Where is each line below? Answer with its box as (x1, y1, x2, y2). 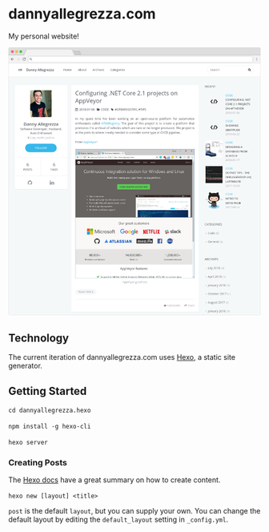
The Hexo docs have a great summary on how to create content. (8, 475, 221, 485)
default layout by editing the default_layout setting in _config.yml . (8, 514, 229, 525)
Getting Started (8, 384, 87, 397)
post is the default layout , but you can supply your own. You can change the (8, 506, 261, 516)
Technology (8, 331, 70, 345)
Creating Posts (8, 457, 68, 468)
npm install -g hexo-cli (8, 422, 91, 430)
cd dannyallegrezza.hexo (8, 406, 91, 414)
